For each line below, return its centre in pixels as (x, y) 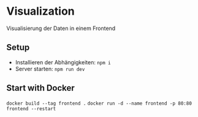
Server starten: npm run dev (50, 69)
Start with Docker (40, 88)
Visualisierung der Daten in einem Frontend (61, 28)
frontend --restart (31, 108)
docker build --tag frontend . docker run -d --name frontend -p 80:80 (99, 103)
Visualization (40, 11)
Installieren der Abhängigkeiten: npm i (63, 62)
